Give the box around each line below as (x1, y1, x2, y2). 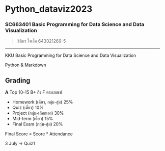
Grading (5, 76, 30, 84)
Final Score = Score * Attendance (5, 131, 73, 137)
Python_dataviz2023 (5, 3, 92, 15)
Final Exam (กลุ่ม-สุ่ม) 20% (12, 121, 63, 127)
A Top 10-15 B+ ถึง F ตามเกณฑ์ (5, 89, 62, 95)
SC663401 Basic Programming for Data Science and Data (5, 21, 145, 28)
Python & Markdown (5, 62, 47, 68)
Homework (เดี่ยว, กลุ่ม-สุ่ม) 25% (12, 99, 73, 105)
